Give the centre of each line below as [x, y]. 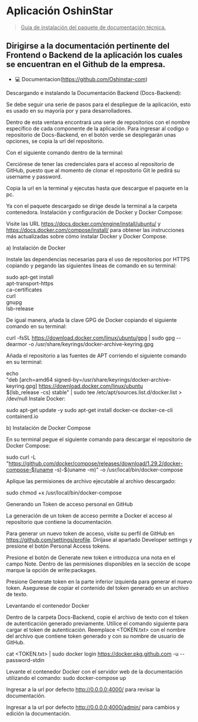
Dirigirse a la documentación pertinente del [88, 46]
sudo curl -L [21, 457]
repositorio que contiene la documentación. [59, 522]
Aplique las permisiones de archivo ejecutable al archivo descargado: [91, 481]
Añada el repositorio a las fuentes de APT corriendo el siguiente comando [96, 355]
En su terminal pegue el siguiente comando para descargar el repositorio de [99, 439]
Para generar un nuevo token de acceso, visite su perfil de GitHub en [90, 533]
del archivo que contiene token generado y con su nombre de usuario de [95, 636]
